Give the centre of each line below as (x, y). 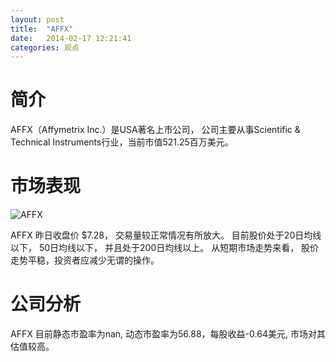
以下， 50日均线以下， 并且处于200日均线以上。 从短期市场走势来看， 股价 (165, 248)
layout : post (37, 19)
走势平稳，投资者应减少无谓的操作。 (85, 260)
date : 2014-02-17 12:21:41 (71, 38)
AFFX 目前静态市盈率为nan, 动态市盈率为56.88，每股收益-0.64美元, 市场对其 (168, 334)
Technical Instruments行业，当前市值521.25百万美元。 (122, 142)
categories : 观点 (45, 47)
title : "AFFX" (42, 29)
